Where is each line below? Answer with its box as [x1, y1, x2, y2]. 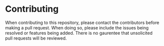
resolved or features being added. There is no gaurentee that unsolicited [5, 30, 153, 36]
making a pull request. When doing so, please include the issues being [5, 24, 149, 30]
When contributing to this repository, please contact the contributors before [5, 20, 160, 25]
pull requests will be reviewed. [5, 35, 67, 41]
